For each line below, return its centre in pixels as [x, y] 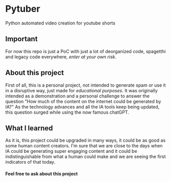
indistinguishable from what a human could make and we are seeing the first [86, 157]
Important [21, 39]
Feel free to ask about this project [42, 173]
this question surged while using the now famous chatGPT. [67, 112]
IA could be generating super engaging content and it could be [71, 151]
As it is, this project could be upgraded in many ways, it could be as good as [86, 140]
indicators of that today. [30, 162]
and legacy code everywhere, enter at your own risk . [61, 57]
